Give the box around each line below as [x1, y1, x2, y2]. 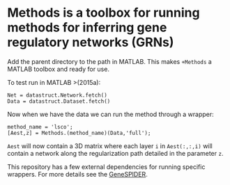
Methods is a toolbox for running [7, 5, 200, 21]
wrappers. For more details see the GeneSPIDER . [7, 170, 148, 178]
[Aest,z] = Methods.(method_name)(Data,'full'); [7, 129, 151, 136]
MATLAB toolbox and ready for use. [7, 65, 110, 73]
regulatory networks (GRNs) [7, 35, 174, 50]
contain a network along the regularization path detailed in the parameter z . [7, 149, 224, 157]
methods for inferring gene [7, 19, 167, 35]
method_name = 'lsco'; [7, 123, 73, 130]
